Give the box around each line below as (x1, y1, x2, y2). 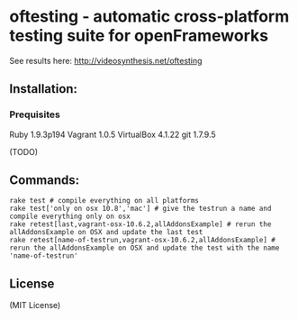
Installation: (9, 81, 78, 96)
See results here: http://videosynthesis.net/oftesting (9, 55, 203, 66)
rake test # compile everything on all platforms (9, 196, 200, 205)
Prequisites (9, 108, 60, 121)
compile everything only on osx (9, 212, 131, 222)
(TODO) (9, 146, 39, 157)
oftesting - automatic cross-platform (9, 6, 290, 27)
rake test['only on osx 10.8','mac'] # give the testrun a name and (9, 205, 272, 214)
